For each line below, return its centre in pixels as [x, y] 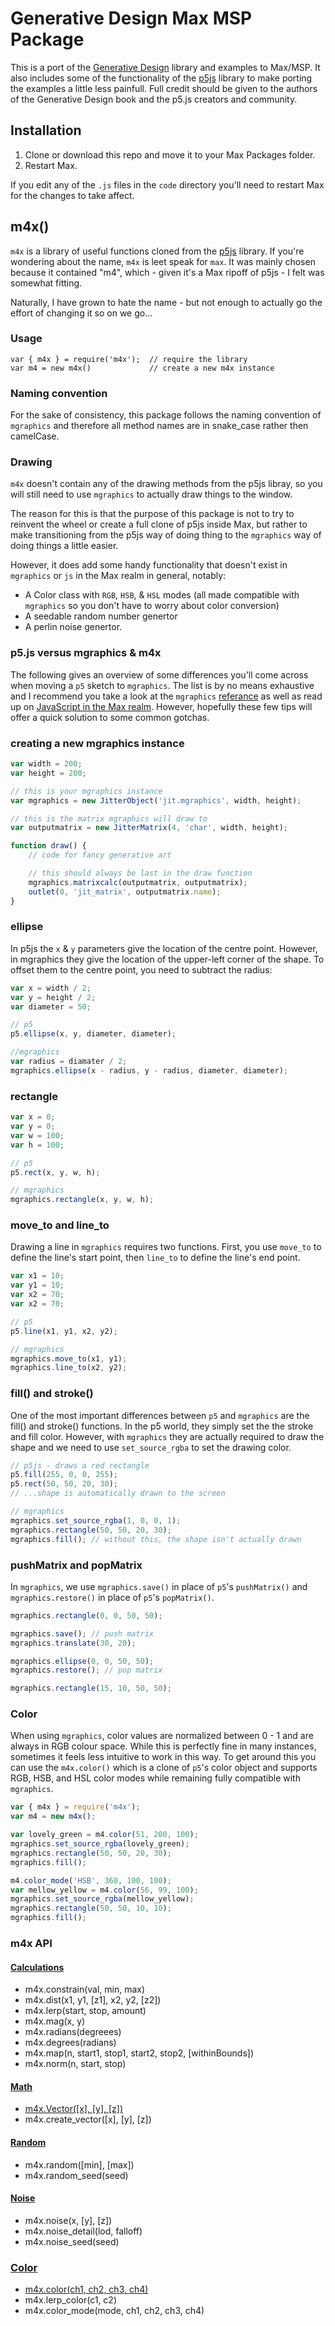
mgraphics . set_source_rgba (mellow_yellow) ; [102, 1899]
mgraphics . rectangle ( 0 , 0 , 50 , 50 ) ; [86, 1615]
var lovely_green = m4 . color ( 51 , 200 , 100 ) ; [104, 1835]
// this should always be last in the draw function [140, 873]
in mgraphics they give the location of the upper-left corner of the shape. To [167, 959]
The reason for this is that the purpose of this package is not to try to [152, 514]
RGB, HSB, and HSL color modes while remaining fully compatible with [155, 1778]
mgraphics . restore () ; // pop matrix [86, 1670]
